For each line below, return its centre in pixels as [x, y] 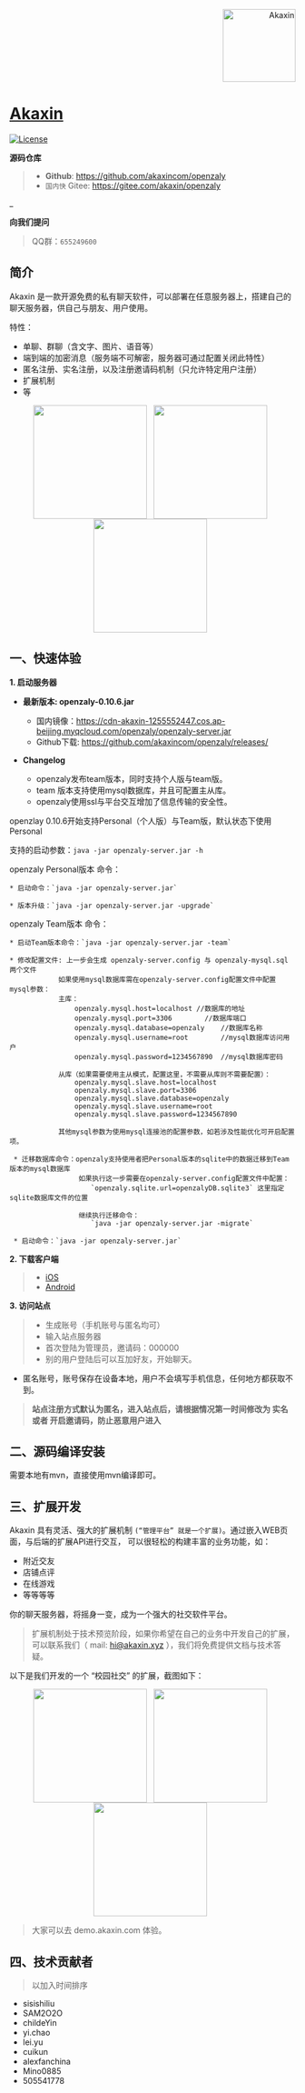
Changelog [44, 760]
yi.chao [36, 2033]
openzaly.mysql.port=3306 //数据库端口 [160, 1018]
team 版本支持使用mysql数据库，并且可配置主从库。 [133, 790]
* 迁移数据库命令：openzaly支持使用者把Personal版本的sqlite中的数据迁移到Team [151, 1159]
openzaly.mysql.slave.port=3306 [135, 1090]
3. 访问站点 [30, 1306]
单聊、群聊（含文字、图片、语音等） [90, 346]
